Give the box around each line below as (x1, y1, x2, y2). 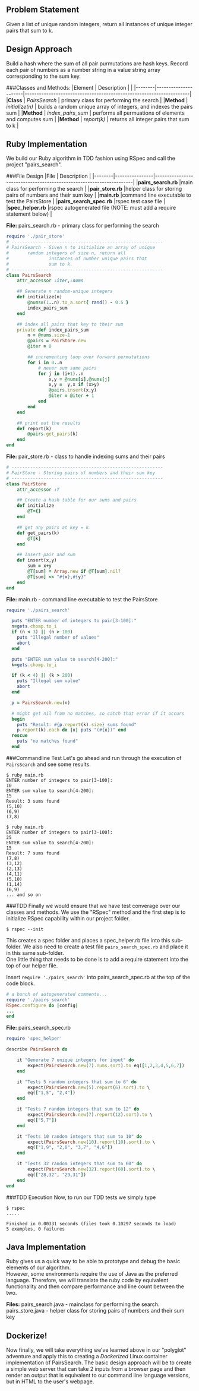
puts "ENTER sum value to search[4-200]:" (11, 656, 118, 662)
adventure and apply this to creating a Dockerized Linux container (6, 1353, 168, 1360)
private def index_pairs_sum (17, 327, 89, 333)
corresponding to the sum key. (6, 72, 81, 80)
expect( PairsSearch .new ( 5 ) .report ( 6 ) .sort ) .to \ (27, 1084, 150, 1090)
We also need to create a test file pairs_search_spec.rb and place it (23, 943, 188, 950)
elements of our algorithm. (6, 1264, 71, 1271)
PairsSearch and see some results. (6, 761, 91, 768)
